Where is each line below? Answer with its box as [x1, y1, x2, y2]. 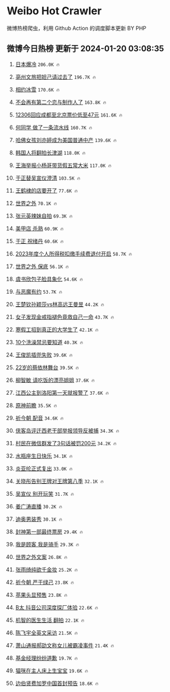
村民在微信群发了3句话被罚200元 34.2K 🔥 [15, 439, 117, 446]
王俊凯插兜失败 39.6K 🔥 [15, 351, 73, 358]
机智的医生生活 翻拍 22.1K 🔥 [15, 616, 85, 624]
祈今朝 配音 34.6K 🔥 [15, 414, 64, 422]
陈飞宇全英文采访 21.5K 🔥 [15, 629, 78, 636]
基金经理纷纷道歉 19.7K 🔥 [15, 654, 78, 661]
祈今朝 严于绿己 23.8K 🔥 [15, 578, 75, 586]
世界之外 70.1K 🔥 [15, 199, 57, 206]
